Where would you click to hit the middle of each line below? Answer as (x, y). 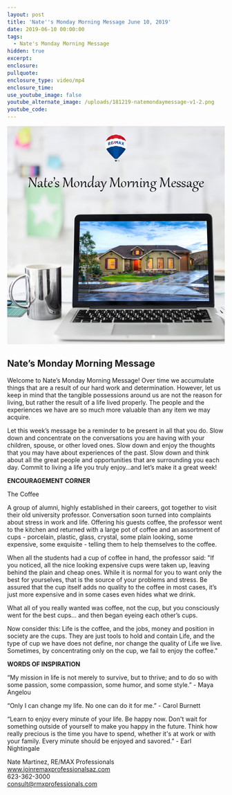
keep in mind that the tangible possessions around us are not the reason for (115, 395)
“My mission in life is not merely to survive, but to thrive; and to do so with (113, 677)
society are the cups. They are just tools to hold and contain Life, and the (111, 636)
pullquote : (23, 73)
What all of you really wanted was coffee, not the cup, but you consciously (113, 607)
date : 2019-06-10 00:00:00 (46, 29)
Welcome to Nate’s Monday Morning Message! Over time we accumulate (111, 380)
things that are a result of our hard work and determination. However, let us (114, 387)
